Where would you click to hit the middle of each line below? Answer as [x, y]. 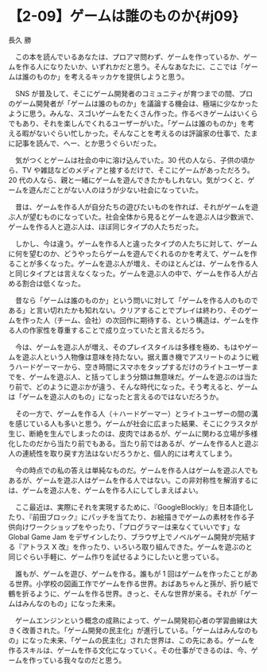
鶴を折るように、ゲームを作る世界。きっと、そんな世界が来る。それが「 [126, 593]
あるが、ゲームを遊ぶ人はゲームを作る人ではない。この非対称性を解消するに [133, 480]
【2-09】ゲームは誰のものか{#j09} [124, 16]
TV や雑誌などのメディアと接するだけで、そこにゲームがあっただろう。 [138, 170]
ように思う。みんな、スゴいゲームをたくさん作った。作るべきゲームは [123, 113]
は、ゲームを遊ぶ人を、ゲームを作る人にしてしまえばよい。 [105, 490]
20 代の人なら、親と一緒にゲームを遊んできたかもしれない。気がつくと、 [128, 180]
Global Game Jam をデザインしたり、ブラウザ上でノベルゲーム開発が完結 [128, 537]
